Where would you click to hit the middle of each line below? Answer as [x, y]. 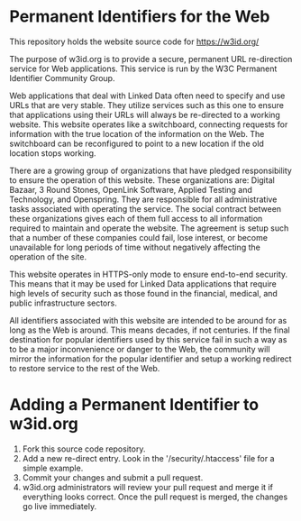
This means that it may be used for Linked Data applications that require [143, 283]
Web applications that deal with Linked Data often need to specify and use [147, 96]
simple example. [53, 468]
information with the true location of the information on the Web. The [137, 133]
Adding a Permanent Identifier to [134, 405]
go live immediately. [59, 506]
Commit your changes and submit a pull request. [113, 477]
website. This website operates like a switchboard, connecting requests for [149, 124]
